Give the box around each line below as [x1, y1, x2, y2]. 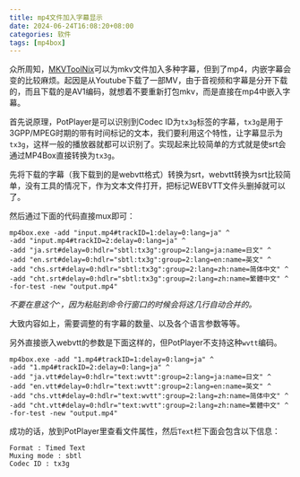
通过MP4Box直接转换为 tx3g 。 [9, 150, 120, 161]
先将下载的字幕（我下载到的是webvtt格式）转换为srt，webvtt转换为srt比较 [9, 169, 284, 180]
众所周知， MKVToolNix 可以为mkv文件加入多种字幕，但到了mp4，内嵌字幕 [9, 64, 284, 74]
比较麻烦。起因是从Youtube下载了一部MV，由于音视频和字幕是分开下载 [24, 75, 288, 86]
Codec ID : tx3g [9, 459, 70, 469]
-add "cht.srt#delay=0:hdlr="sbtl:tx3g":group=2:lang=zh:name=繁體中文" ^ [9, 274, 289, 283]
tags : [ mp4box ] [9, 38, 66, 48]
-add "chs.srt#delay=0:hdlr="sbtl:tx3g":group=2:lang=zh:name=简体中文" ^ [9, 265, 289, 274]
